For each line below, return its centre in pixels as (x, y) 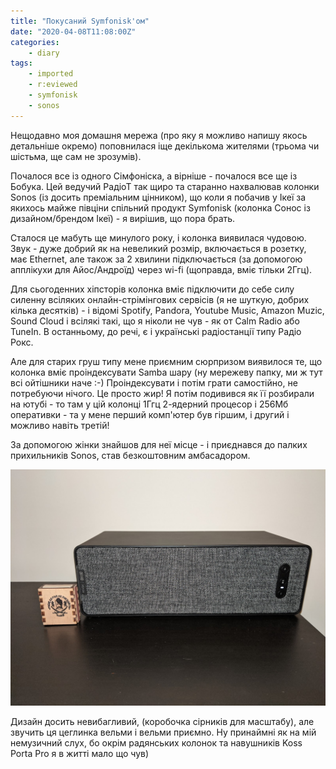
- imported (51, 74)
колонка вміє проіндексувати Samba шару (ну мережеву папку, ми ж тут (166, 372)
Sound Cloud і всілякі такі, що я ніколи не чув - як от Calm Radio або (155, 321)
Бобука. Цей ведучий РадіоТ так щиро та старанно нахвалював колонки (165, 186)
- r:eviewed (53, 85)
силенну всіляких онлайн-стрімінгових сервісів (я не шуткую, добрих (160, 299)
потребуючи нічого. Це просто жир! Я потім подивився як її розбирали (162, 393)
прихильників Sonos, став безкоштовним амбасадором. (130, 455)
